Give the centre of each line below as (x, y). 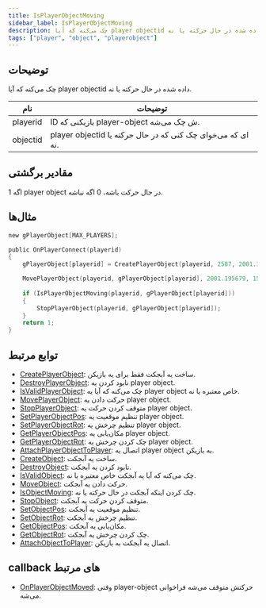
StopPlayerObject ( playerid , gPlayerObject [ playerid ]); (129, 308)
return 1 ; (39, 323)
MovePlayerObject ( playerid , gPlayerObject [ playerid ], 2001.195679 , (136, 279)
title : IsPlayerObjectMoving (56, 15)
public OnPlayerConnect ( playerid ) (65, 250)
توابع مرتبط (33, 355)
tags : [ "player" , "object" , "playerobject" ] (83, 38)
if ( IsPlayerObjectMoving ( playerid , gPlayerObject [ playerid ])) (129, 293)
